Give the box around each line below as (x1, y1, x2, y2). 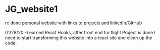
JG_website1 (5, 3, 58, 15)
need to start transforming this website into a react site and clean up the (5, 35, 153, 41)
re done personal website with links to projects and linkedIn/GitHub (5, 20, 142, 26)
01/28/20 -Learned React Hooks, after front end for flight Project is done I (5, 29, 156, 35)
